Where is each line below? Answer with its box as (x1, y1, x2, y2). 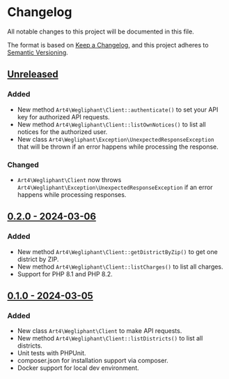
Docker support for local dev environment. (17, 364, 139, 372)
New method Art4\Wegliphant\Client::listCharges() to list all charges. (17, 262, 224, 271)
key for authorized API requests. (17, 112, 110, 121)
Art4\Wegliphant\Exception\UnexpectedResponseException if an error (17, 183, 214, 191)
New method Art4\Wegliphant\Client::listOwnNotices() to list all (17, 120, 207, 128)
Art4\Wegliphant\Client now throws (17, 175, 122, 184)
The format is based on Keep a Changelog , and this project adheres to (7, 40, 209, 49)
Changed (7, 160, 40, 170)
